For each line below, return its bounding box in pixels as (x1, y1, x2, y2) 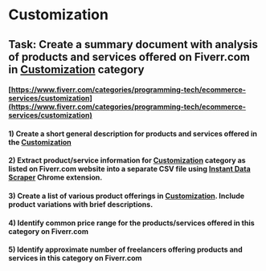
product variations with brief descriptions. (8, 199, 153, 209)
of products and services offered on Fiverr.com (8, 50, 251, 63)
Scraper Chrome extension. (8, 172, 103, 182)
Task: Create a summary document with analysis (8, 38, 259, 51)
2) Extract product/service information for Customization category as (8, 156, 247, 165)
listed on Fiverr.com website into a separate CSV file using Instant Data (8, 164, 251, 174)
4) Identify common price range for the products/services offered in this (8, 218, 255, 228)
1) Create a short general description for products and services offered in (8, 128, 257, 138)
